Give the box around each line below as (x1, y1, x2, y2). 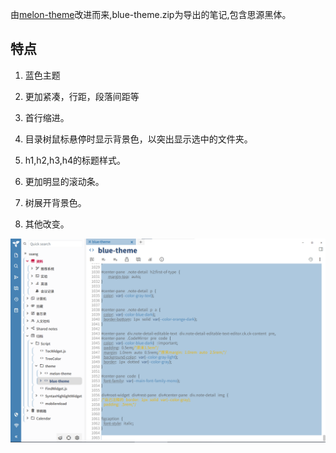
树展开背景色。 (24, 196, 87, 208)
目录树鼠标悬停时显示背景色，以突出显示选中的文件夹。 (24, 133, 253, 145)
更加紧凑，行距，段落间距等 (24, 90, 140, 102)
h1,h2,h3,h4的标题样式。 (24, 154, 127, 166)
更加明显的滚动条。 (24, 175, 105, 187)
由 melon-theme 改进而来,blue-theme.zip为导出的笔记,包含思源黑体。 (10, 9, 292, 20)
